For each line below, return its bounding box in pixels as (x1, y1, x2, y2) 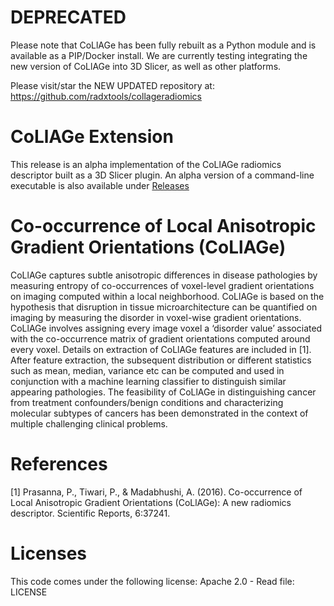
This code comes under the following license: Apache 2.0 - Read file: (10, 575, 295, 587)
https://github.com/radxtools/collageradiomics (10, 90, 202, 102)
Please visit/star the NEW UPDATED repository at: (10, 79, 215, 91)
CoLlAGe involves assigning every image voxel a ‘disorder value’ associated (10, 322, 323, 334)
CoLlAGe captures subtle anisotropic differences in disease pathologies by (10, 269, 318, 281)
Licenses (10, 542, 88, 565)
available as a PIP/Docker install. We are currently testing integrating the (10, 49, 308, 61)
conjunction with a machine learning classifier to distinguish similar (10, 375, 287, 387)
